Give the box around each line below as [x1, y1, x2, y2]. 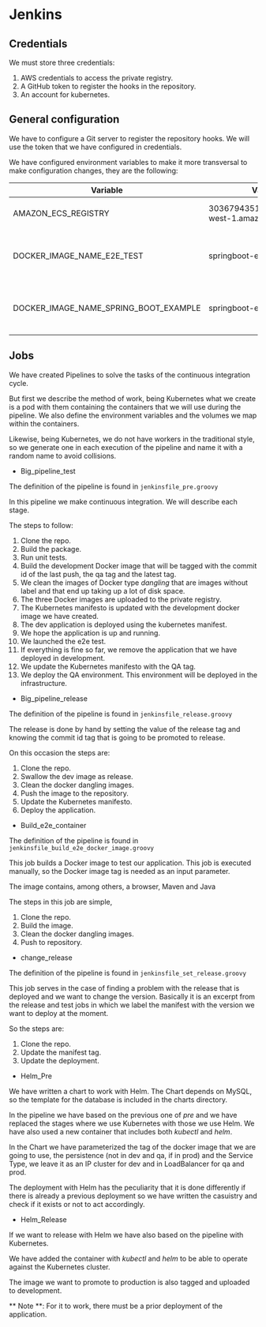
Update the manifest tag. [20, 1048, 102, 1057]
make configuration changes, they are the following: [9, 166, 178, 175]
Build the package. [20, 544, 82, 553]
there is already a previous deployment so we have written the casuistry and [9, 1190, 257, 1201]
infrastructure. [20, 678, 68, 688]
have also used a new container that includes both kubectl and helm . [9, 1126, 233, 1136]
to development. [9, 1285, 62, 1295]
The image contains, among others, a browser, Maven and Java [9, 882, 216, 891]
